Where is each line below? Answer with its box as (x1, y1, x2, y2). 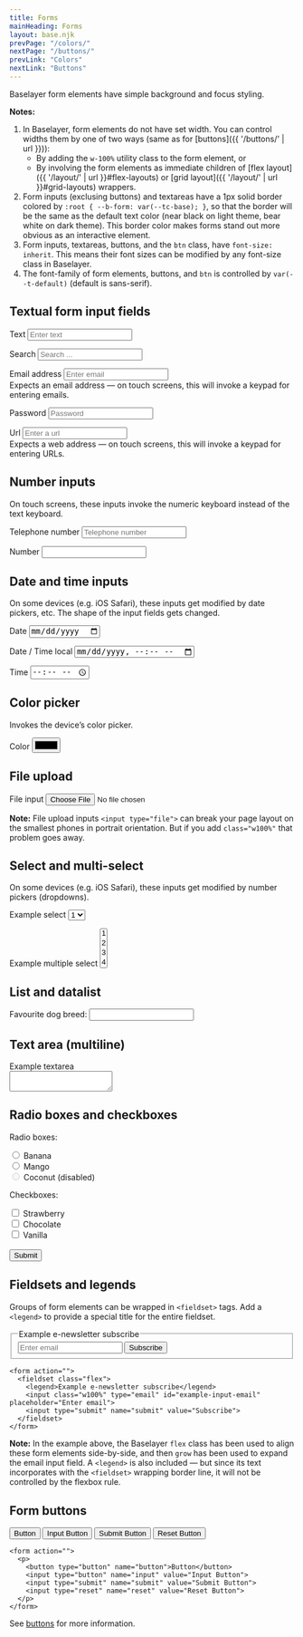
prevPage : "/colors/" (9, 38, 91, 48)
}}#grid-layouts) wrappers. (35, 181, 137, 192)
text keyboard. (9, 508, 63, 519)
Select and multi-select (9, 858, 144, 873)
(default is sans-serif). (69, 277, 153, 288)
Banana (23, 1150, 52, 1160)
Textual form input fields (9, 304, 151, 320)
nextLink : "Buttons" (9, 64, 88, 73)
